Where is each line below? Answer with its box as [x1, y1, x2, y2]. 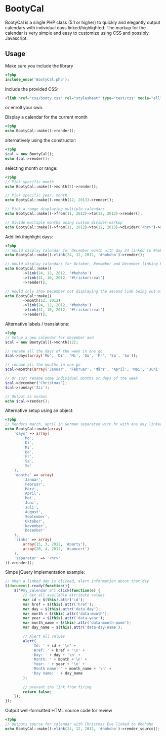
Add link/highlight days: [5, 234, 53, 240]
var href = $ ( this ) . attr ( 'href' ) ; [23, 602, 94, 607]
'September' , [23, 514, 50, 519]
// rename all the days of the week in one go [5, 348, 103, 354]
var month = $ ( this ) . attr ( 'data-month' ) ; [23, 611, 110, 616]
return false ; [23, 689, 52, 694]
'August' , [23, 509, 43, 514]
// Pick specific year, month [5, 193, 68, 198]
